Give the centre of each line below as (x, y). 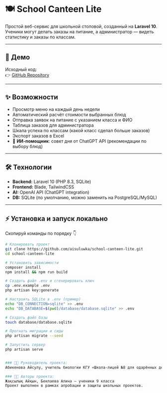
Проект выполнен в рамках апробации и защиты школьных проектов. (74, 386)
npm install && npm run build (37, 272)
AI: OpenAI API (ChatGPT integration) (51, 193)
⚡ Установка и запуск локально (56, 219)
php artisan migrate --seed (34, 336)
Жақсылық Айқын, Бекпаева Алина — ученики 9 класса (60, 381)
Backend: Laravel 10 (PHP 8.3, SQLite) (52, 182)
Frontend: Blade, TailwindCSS (43, 187)
